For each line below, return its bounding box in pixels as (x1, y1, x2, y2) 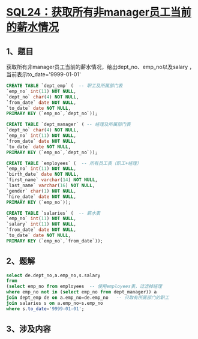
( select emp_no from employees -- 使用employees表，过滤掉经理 (6, 283, 162, 290)
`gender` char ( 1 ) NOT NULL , (6, 188, 77, 194)
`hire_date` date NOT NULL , (6, 193, 77, 200)
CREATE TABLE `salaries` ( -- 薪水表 (6, 210, 101, 216)
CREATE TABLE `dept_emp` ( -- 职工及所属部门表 (6, 83, 123, 89)
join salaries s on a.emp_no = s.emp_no (6, 300, 103, 306)
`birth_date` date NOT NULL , (6, 172, 79, 178)
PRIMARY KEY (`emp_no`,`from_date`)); (6, 238, 103, 244)
